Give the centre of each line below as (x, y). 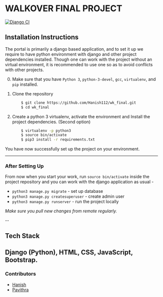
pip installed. (25, 84)
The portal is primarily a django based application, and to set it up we (74, 49)
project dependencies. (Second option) (51, 122)
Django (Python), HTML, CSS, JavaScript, (69, 252)
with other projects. (24, 70)
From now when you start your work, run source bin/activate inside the (77, 177)
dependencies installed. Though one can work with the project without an (79, 59)
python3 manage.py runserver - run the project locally (65, 202)
